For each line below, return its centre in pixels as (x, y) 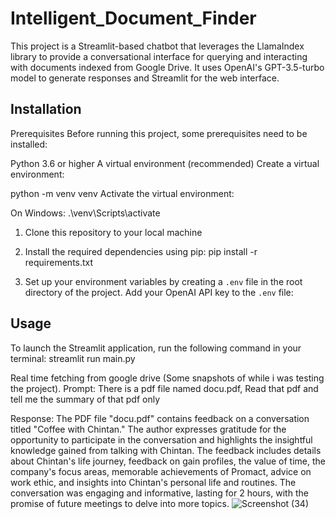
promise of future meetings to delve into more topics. (120, 503)
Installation (46, 109)
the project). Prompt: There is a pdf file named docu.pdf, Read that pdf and (164, 388)
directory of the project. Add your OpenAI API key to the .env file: (159, 292)
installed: (29, 144)
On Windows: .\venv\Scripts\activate (85, 213)
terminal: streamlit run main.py (73, 358)
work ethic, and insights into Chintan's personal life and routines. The (153, 482)
